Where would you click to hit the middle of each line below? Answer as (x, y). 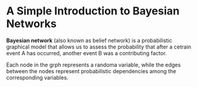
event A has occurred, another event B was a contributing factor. (86, 53)
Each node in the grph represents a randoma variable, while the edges (93, 65)
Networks (32, 24)
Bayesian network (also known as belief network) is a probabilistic (89, 40)
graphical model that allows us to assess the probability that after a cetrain (99, 47)
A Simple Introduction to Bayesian (93, 11)
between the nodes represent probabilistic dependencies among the (91, 71)
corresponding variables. (37, 77)
